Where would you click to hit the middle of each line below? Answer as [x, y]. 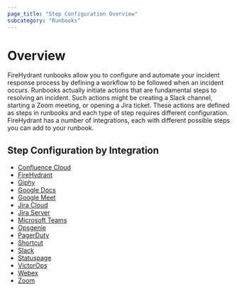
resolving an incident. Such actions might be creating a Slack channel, [110, 98]
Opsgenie [32, 228]
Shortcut [31, 243]
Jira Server [34, 213]
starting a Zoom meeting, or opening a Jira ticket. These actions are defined [118, 105]
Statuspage [34, 258]
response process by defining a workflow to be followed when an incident [115, 83]
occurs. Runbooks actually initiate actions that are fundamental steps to [112, 90]
